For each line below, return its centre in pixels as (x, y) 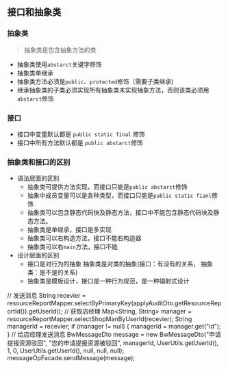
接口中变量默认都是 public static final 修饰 (81, 134)
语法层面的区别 (38, 178)
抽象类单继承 (35, 73)
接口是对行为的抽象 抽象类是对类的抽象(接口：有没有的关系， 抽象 (120, 264)
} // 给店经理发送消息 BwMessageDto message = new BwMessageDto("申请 (114, 335)
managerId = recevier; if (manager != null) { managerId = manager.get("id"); (114, 327)
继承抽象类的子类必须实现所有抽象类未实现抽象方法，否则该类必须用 (113, 90)
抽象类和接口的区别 (39, 162)
